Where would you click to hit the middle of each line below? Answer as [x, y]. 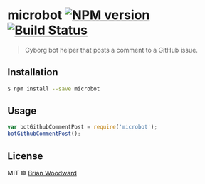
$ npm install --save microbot [54, 89]
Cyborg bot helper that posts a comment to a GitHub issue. [111, 50]
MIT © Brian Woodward [42, 173]
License [25, 156]
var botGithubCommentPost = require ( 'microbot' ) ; [83, 127]
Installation [33, 72]
